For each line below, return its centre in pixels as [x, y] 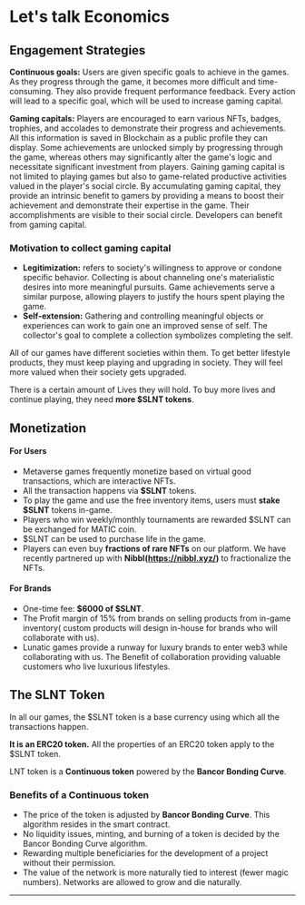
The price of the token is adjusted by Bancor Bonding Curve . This [146, 815]
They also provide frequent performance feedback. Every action [175, 91]
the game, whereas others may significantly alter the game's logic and [141, 157]
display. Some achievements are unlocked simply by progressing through [147, 148]
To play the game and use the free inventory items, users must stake [151, 500]
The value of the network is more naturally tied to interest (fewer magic [155, 872]
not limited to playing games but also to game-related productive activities [148, 176]
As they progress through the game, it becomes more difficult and [133, 82]
